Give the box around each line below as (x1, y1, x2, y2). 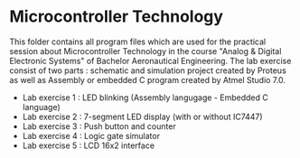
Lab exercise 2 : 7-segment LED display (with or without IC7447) (22, 111, 264, 122)
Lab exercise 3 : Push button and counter (22, 120, 176, 132)
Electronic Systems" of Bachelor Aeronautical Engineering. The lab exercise (9, 55, 292, 66)
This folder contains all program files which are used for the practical (9, 36, 267, 47)
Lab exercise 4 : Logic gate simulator (22, 130, 161, 141)
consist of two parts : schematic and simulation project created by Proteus (9, 65, 286, 76)
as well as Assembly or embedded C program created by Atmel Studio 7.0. (9, 74, 286, 85)
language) (22, 101, 61, 112)
